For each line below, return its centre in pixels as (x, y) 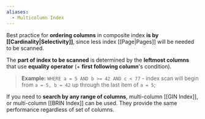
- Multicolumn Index (38, 18)
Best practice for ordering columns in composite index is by (83, 35)
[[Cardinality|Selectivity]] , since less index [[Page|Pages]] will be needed (100, 41)
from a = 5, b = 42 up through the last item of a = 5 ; (88, 85)
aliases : (17, 12)
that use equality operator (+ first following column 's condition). (89, 66)
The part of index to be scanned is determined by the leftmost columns (98, 60)
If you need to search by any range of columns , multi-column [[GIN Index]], (102, 96)
